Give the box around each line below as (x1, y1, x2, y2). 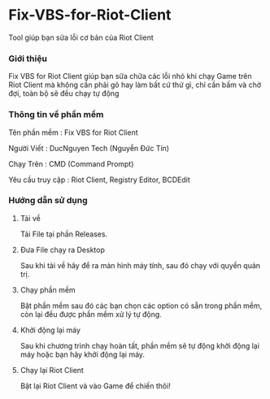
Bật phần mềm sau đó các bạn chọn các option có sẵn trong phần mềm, (20, 301, 263, 310)
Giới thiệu (8, 53, 47, 64)
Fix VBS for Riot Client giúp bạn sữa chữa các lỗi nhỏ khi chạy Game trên (8, 72, 252, 81)
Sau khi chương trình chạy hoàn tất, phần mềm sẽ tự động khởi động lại (20, 340, 260, 350)
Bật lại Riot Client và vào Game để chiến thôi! (20, 380, 171, 391)
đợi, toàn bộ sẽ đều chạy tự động (8, 89, 120, 98)
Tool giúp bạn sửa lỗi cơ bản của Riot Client (8, 33, 155, 42)
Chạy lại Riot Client (20, 365, 84, 375)
